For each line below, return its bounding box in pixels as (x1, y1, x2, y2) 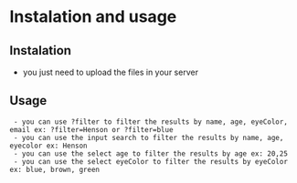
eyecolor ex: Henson (9, 141, 89, 150)
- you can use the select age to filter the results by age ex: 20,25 (13, 148, 288, 158)
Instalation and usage (9, 6, 177, 27)
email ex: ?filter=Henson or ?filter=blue (9, 125, 174, 134)
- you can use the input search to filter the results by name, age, (13, 133, 284, 142)
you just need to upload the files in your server (22, 66, 199, 77)
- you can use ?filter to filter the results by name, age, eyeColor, (13, 117, 288, 127)
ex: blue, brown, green (9, 165, 101, 174)
